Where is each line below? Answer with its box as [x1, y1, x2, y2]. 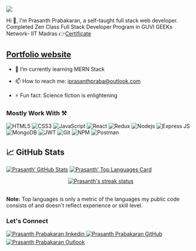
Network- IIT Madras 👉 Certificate [6, 30, 92, 37]
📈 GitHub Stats [6, 147, 65, 157]
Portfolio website [6, 50, 72, 60]
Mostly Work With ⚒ [6, 108, 67, 117]
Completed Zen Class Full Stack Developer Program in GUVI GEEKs [6, 23, 173, 30]
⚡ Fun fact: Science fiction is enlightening [14, 92, 118, 99]
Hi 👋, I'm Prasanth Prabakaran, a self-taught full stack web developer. [6, 17, 178, 24]
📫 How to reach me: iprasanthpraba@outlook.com [14, 77, 141, 84]
